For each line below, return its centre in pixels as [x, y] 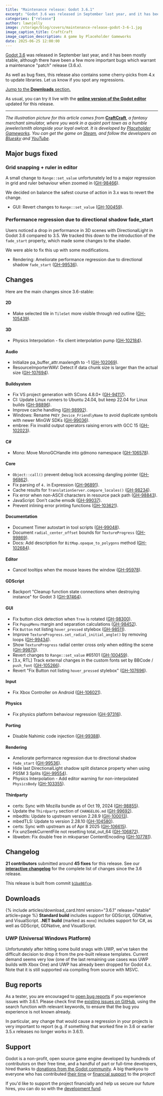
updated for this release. [30, 104]
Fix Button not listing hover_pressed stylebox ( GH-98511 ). [69, 629]
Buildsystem [18, 383]
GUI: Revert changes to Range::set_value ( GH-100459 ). [68, 207]
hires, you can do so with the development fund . [54, 1089]
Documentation [22, 516]
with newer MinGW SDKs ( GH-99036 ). [51, 420]
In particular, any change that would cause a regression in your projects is [79, 1021]
